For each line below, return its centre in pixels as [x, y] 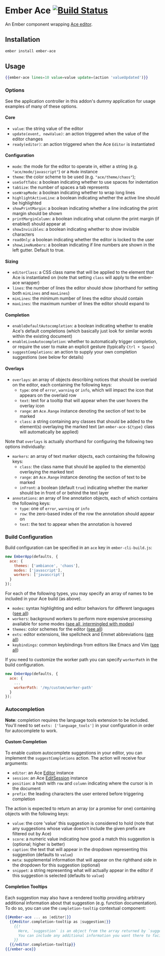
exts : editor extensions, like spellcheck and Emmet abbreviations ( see [83, 635]
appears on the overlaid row [48, 395]
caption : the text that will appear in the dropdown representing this [80, 849]
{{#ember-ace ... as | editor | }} [38, 917]
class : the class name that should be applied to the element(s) [82, 466]
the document [26, 788]
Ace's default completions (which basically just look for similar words [82, 331]
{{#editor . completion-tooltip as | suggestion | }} [60, 922]
